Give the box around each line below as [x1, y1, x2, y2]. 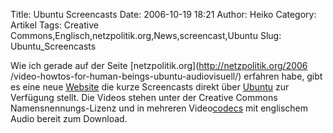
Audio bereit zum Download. [10, 113, 128, 124]
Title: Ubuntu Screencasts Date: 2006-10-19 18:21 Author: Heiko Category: [10, 9, 317, 20]
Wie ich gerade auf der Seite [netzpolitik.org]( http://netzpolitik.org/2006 [10, 60, 308, 71]
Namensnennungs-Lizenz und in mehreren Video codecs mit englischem [10, 102, 309, 114]
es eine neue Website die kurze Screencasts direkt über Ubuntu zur [10, 81, 290, 93]
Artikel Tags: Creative [10, 19, 99, 31]
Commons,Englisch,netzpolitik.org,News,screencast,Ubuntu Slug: [10, 30, 282, 41]
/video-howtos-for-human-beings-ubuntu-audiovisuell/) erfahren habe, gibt [10, 70, 323, 82]
